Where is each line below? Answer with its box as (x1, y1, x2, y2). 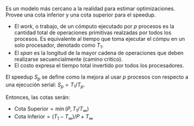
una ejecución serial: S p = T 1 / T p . (5, 81, 85, 89)
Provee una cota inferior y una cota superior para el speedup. (5, 11, 156, 18)
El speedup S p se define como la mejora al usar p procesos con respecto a (5, 73, 189, 82)
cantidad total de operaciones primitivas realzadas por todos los (14, 29, 171, 36)
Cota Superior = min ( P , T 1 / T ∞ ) (14, 105, 90, 114)
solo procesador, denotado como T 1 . (14, 41, 104, 50)
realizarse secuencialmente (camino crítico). (14, 56, 123, 63)
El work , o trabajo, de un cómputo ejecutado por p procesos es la (14, 23, 174, 30)
